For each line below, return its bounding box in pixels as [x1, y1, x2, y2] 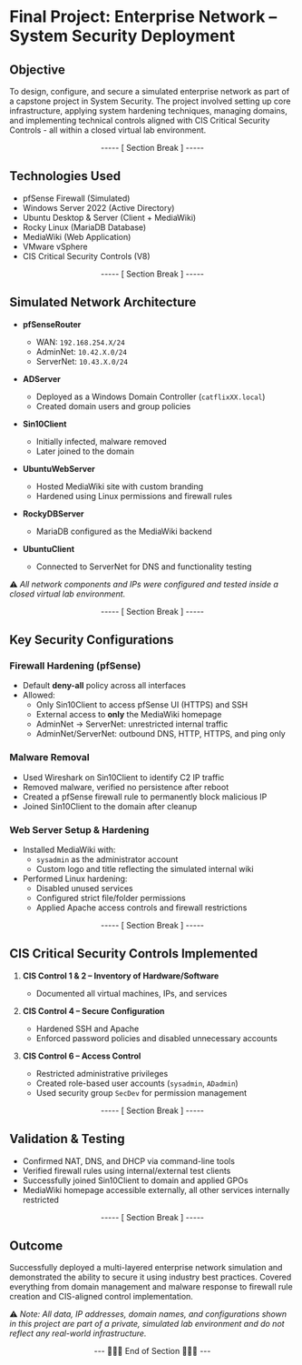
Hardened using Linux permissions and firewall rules [35, 490, 233, 501]
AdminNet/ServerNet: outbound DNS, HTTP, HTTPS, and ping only [35, 728, 286, 739]
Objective [9, 62, 66, 77]
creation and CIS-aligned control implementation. [9, 1291, 193, 1302]
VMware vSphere [22, 241, 88, 252]
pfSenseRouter [22, 318, 82, 329]
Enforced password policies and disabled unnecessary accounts [35, 1032, 278, 1043]
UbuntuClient [22, 543, 75, 554]
